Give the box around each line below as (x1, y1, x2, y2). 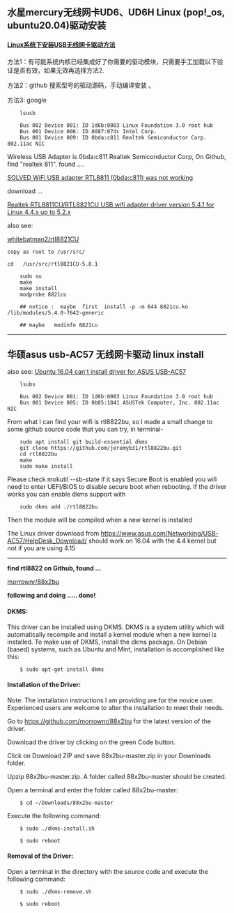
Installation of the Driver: (7, 681, 81, 689)
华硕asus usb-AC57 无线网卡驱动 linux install (7, 348, 204, 361)
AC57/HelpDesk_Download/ (7, 536, 87, 545)
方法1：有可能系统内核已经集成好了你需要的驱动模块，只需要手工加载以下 (7, 57, 217, 66)
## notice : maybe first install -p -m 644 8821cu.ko (19, 303, 189, 310)
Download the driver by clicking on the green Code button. (7, 738, 175, 746)
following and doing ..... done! (7, 591, 96, 600)
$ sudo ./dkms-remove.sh (19, 889, 92, 896)
